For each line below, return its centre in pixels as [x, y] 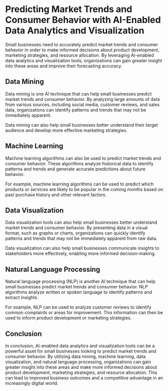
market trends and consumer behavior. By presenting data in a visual [76, 228]
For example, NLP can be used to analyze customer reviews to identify [78, 307]
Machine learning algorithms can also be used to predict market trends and [83, 158]
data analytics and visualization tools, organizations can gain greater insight [84, 60]
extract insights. [22, 298]
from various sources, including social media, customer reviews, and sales [82, 105]
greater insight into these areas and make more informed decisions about [81, 367]
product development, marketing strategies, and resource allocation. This [81, 372]
